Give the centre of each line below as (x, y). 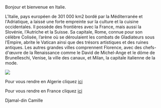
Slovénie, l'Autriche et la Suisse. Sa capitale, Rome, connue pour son (74, 32)
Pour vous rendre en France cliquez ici (44, 91)
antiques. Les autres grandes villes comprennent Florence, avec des (73, 47)
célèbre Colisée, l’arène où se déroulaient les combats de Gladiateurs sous (80, 37)
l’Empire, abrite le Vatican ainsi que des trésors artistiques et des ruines (77, 42)
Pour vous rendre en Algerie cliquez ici (44, 81)
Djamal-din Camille (24, 100)
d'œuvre (14, 53)
